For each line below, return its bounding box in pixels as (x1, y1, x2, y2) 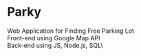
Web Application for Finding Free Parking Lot (7, 27, 135, 35)
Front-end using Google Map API (7, 33, 100, 42)
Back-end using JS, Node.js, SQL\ (7, 41, 103, 49)
